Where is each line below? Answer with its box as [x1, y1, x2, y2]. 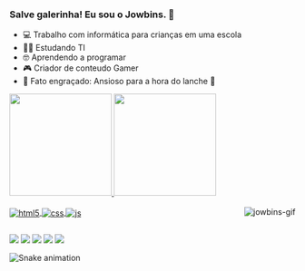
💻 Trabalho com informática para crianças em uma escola [22, 29, 242, 40]
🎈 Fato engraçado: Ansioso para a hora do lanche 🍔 [22, 76, 216, 87]
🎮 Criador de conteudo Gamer [22, 63, 139, 73]
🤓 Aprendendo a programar [22, 52, 127, 63]
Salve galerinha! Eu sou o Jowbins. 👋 [9, 8, 175, 21]
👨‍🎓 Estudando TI [22, 43, 86, 53]
